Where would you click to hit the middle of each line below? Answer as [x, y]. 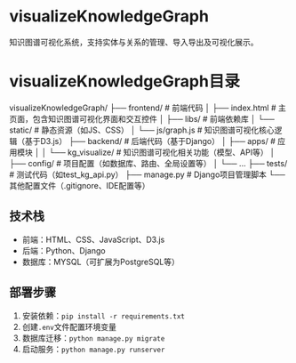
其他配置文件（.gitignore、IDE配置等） [80, 185]
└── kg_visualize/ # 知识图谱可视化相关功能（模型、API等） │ [162, 152]
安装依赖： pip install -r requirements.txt [103, 315]
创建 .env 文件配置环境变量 [69, 327]
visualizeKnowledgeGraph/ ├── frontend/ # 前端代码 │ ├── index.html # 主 [148, 108]
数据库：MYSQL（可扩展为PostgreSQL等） [101, 262]
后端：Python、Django [64, 250]
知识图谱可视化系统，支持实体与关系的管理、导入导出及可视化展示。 [134, 42]
